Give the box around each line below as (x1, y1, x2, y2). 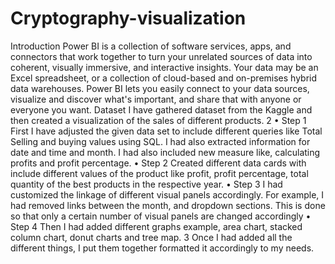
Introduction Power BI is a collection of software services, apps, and (10, 40, 292, 52)
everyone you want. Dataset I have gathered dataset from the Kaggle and (10, 103, 313, 116)
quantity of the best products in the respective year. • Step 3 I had (10, 178, 283, 190)
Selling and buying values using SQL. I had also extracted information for (10, 135, 311, 147)
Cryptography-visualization (10, 7, 247, 30)
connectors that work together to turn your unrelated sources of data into (10, 50, 313, 62)
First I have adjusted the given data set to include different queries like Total (10, 125, 323, 137)
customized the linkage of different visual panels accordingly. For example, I (10, 188, 325, 201)
